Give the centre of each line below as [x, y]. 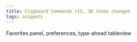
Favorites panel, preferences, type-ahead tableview [69, 33]
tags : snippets [25, 17]
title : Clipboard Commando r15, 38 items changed [68, 11]
